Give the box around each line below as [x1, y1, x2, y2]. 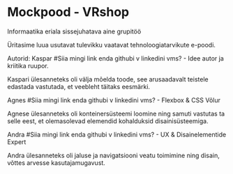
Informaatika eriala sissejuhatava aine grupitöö [7, 27, 142, 35]
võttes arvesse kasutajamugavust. [7, 158, 106, 167]
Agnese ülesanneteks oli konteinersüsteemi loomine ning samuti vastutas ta [7, 109, 225, 118]
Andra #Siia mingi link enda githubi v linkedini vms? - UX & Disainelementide [7, 130, 227, 139]
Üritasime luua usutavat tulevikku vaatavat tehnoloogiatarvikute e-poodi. [7, 40, 216, 49]
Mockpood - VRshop [7, 4, 130, 20]
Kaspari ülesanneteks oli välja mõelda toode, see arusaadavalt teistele [7, 74, 209, 84]
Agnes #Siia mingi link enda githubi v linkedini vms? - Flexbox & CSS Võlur [7, 95, 221, 104]
